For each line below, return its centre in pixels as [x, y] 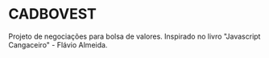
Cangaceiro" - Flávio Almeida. [58, 44]
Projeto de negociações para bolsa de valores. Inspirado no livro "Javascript [134, 36]
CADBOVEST [52, 14]
